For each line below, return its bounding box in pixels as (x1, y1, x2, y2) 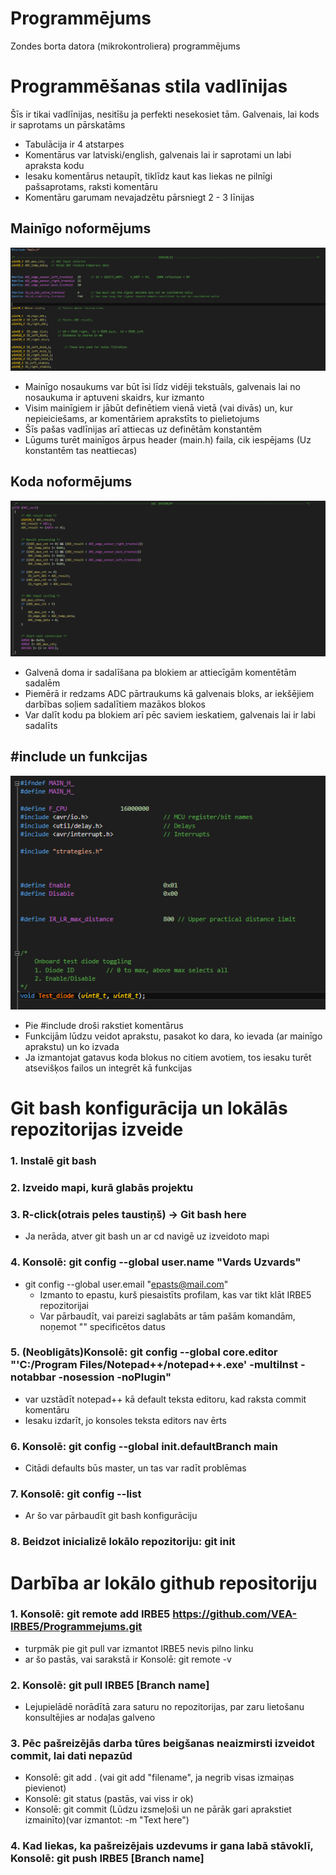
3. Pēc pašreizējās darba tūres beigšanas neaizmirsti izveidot (10, 1737, 315, 1751)
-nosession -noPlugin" (58, 1370, 172, 1384)
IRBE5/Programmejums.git (10, 1620, 143, 1634)
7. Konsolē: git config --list (10, 1487, 142, 1501)
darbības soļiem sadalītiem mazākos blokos (24, 698, 206, 710)
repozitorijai (39, 1299, 89, 1311)
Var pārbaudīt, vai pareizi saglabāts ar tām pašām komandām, (39, 1310, 296, 1322)
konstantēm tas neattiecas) (24, 445, 138, 457)
